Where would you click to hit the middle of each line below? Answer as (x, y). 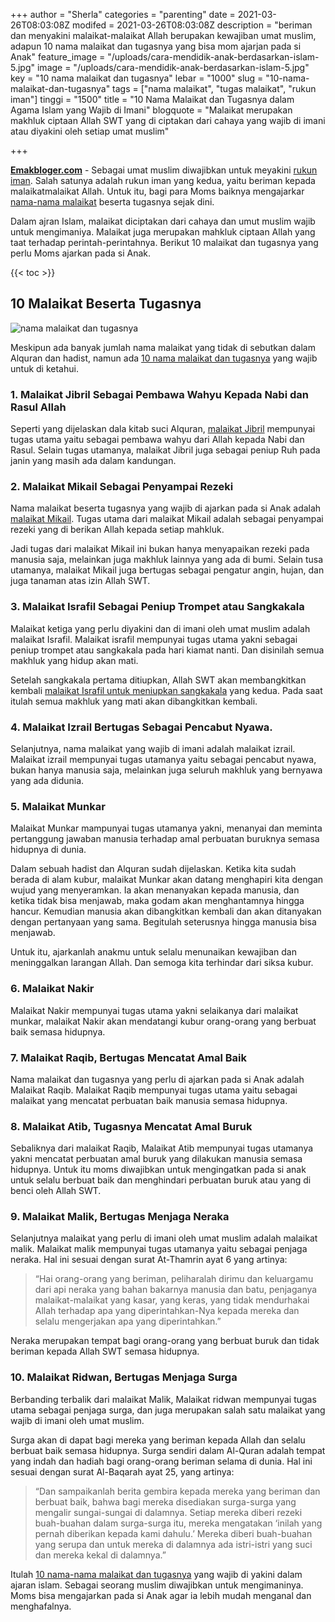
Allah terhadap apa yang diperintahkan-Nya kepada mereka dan (167, 1311)
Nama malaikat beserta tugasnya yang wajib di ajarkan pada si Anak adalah (166, 508)
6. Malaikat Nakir (52, 989)
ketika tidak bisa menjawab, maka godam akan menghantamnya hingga (157, 901)
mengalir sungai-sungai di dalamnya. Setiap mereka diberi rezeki (168, 1512)
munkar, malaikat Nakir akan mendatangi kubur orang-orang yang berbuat (163, 1021)
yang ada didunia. (47, 780)
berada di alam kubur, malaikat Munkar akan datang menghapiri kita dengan (167, 880)
